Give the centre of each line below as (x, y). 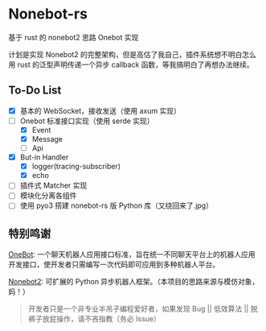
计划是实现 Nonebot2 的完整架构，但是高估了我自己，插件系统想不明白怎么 (133, 54)
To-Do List (35, 91)
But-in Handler (44, 157)
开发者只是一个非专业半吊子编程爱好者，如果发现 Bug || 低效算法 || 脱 (143, 309)
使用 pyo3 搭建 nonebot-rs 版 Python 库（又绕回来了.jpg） (116, 205)
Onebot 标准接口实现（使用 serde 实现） (87, 121)
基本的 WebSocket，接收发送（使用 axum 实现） (100, 110)
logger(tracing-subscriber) (76, 167)
